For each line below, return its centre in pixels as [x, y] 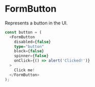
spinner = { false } [32, 56]
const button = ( [23, 32]
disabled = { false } [33, 42]
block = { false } [29, 51]
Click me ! [25, 70]
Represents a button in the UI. [36, 23]
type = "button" [29, 46]
